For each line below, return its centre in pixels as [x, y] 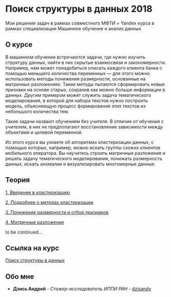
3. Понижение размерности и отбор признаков [57, 212]
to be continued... [24, 232]
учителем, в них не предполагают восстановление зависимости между [84, 126]
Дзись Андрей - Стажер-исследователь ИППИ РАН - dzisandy [82, 289]
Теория [18, 180]
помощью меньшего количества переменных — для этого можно [78, 73]
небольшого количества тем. [37, 111]
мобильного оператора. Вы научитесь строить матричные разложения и [85, 153]
